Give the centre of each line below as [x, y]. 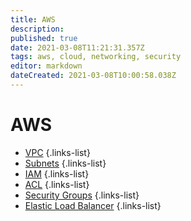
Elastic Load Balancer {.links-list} [93, 205]
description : [37, 29]
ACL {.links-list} [57, 184]
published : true [44, 38]
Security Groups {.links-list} [82, 195]
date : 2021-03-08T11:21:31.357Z [77, 47]
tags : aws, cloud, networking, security [96, 57]
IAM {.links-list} [57, 173]
